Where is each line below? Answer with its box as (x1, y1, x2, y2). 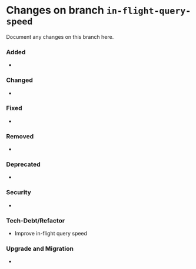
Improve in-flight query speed (14, 230, 87, 237)
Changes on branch (6, 4, 105, 17)
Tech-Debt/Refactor (6, 216, 65, 224)
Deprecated (6, 160, 41, 168)
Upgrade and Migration (6, 244, 74, 253)
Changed (6, 76, 34, 84)
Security (6, 188, 31, 197)
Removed (6, 132, 34, 140)
